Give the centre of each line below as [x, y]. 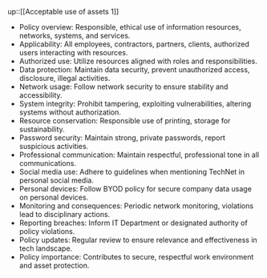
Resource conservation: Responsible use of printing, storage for [125, 121]
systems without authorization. [70, 112]
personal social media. [56, 180]
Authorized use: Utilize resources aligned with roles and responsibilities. [138, 61]
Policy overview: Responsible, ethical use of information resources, [130, 27]
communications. [48, 163]
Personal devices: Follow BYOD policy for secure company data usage [135, 189]
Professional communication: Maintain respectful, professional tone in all [139, 155]
